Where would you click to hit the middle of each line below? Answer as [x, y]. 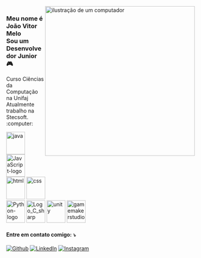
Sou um [17, 41]
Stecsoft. [17, 117]
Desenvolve [24, 48]
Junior [27, 56]
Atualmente [20, 105]
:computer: [20, 124]
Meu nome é [25, 19]
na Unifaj [17, 98]
